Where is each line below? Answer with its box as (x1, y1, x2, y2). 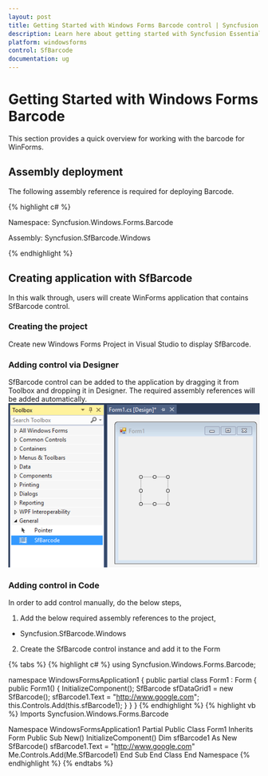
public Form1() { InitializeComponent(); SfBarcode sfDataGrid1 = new (8, 683, 234, 694)
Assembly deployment (8, 165, 124, 179)
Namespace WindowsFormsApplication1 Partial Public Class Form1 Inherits (8, 725, 254, 734)
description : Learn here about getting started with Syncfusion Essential (8, 30, 262, 38)
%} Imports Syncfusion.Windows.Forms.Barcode (8, 709, 169, 719)
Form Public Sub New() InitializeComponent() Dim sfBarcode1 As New (8, 733, 238, 742)
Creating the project (8, 321, 88, 332)
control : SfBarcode (8, 46, 73, 55)
